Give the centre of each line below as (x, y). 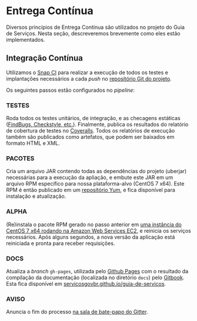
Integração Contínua (45, 58)
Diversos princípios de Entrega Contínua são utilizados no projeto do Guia (96, 27)
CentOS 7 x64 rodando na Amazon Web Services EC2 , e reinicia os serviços (98, 230)
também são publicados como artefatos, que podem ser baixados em (90, 137)
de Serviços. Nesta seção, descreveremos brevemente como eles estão (93, 33)
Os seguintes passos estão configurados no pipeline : (71, 90)
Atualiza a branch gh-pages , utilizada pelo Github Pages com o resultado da (97, 271)
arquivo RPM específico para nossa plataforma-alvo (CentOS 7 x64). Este (95, 184)
